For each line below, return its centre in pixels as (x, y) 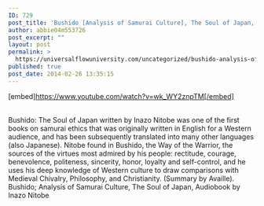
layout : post (29, 45)
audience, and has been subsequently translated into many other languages (131, 136)
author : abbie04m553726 (47, 30)
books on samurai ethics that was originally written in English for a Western (130, 128)
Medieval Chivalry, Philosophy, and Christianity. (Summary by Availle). (121, 178)
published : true (35, 67)
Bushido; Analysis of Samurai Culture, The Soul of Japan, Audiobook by (125, 186)
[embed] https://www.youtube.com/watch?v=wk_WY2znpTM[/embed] (121, 96)
